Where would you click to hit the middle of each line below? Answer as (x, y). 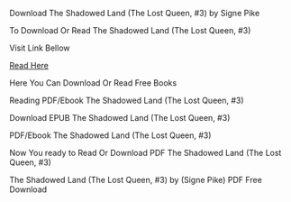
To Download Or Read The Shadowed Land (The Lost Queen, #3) (130, 30)
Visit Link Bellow (40, 48)
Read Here (29, 65)
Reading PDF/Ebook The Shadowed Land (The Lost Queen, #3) (127, 100)
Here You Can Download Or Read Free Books (93, 83)
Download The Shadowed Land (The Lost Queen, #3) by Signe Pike (135, 13)
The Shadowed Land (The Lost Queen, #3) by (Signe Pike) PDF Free (136, 180)
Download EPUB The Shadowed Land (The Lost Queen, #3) (120, 118)
